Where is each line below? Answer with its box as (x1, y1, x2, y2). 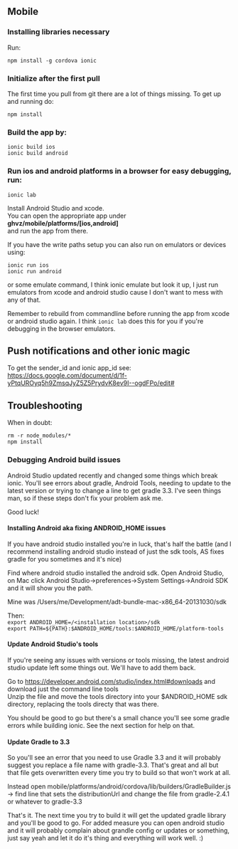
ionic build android (7, 149, 69, 157)
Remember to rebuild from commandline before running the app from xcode (7, 309, 229, 317)
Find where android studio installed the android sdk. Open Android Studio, (7, 569, 225, 577)
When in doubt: (7, 418, 53, 427)
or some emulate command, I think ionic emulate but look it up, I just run (7, 280, 219, 289)
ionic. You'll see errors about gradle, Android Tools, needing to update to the (7, 478, 232, 487)
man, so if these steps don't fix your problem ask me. (7, 494, 163, 502)
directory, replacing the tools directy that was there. (7, 700, 159, 708)
